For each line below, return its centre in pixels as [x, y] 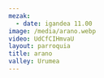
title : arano [30, 54]
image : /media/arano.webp [52, 31]
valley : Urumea [34, 62]
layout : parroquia [39, 46]
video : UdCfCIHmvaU [41, 39]
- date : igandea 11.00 [54, 24]
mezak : [19, 16]
